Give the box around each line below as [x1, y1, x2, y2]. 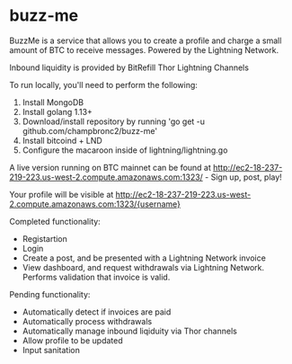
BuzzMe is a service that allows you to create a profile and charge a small [9, 35, 282, 46]
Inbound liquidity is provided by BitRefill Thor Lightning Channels [9, 62, 250, 73]
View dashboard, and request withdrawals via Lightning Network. [22, 262, 265, 272]
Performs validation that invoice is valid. [22, 271, 171, 282]
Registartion [22, 233, 67, 244]
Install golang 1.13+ [22, 106, 93, 117]
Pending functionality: [9, 289, 91, 299]
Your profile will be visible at [9, 189, 114, 200]
